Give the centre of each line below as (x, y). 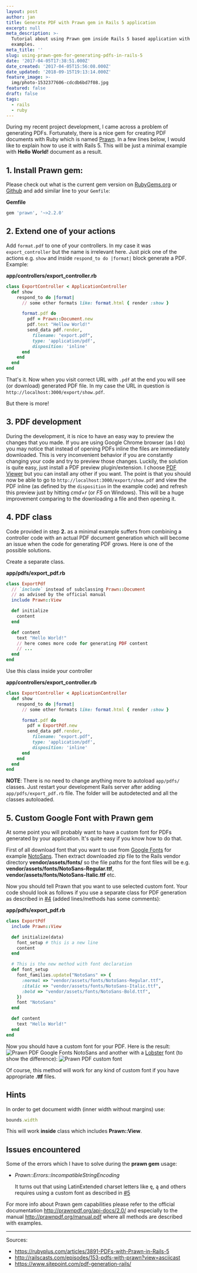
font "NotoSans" (37, 1002)
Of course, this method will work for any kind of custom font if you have (93, 1070)
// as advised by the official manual (59, 595)
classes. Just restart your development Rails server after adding (83, 787)
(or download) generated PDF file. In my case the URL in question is (88, 386)
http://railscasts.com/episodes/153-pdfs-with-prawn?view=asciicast (97, 1258)
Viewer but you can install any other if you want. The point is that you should (98, 473)
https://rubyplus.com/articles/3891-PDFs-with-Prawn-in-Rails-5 (92, 1251)
